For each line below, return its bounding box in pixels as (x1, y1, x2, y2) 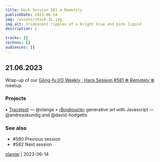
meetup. (5, 82, 23, 89)
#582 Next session (12, 141, 52, 147)
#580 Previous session (12, 136, 61, 142)
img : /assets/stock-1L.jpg (5, 17, 62, 22)
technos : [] (5, 40, 30, 46)
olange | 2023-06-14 (5, 151, 49, 157)
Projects (5, 95, 26, 102)
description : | (5, 26, 37, 31)
